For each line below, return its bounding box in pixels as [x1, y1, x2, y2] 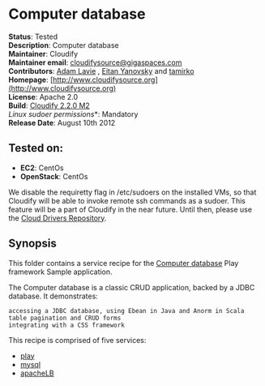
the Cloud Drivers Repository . [8, 212, 107, 223]
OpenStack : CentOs [19, 171, 88, 181]
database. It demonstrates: [8, 291, 99, 301]
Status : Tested [8, 32, 58, 41]
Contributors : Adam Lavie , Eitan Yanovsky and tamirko [8, 66, 194, 75]
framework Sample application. [8, 267, 113, 277]
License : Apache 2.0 [8, 92, 79, 101]
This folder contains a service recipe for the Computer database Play [8, 258, 239, 268]
